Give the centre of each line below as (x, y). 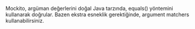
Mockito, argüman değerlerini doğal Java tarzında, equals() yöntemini (89, 8)
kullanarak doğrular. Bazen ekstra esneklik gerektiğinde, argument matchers (97, 14)
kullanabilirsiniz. (25, 21)
